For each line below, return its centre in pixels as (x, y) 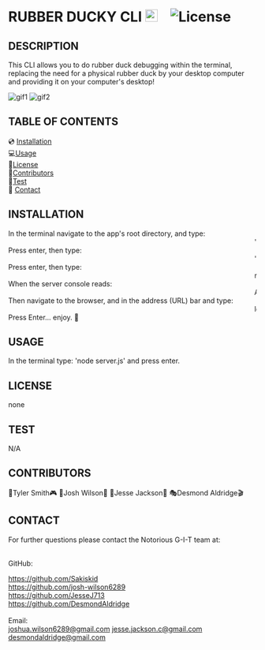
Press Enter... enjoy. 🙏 (43, 317)
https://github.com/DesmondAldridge (69, 603)
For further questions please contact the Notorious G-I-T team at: (114, 540)
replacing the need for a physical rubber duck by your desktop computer (126, 73)
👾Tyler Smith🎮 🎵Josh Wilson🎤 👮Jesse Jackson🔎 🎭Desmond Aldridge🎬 (126, 492)
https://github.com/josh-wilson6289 (67, 587)
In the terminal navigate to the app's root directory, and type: (107, 233)
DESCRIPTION (43, 46)
